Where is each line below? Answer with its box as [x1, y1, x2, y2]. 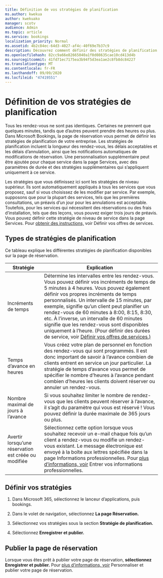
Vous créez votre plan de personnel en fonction [44, 341, 152, 348]
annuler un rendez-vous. [44, 384, 101, 391]
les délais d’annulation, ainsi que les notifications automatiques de [5, 148, 137, 154]
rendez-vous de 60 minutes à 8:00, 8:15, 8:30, [44, 309, 153, 316]
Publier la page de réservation [5, 544, 98, 552]
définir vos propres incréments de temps [44, 291, 137, 298]
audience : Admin [5, 25, 38, 30]
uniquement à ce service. [5, 169, 56, 175]
